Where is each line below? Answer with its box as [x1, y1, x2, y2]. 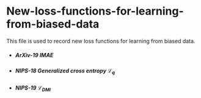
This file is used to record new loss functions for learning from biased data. [6, 37, 196, 44]
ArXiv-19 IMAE [15, 51, 54, 58]
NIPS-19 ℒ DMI [15, 84, 51, 93]
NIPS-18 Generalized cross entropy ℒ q [15, 67, 115, 75]
